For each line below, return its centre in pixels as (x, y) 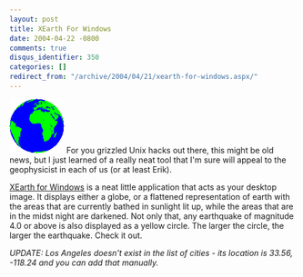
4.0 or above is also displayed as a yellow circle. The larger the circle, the (147, 225)
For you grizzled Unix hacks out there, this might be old (170, 150)
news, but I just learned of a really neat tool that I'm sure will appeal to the (148, 160)
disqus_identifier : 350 (55, 58)
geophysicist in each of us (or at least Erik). (91, 169)
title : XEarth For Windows (61, 29)
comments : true (38, 48)
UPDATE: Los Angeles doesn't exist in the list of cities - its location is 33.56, (151, 252)
